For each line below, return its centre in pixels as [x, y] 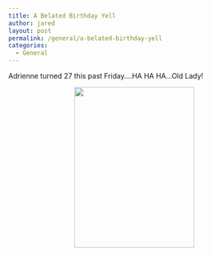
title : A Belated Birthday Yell [62, 16]
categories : [28, 46]
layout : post [30, 30]
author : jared [32, 23]
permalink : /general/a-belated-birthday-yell [85, 38]
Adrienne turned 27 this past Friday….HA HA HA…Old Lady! [106, 76]
